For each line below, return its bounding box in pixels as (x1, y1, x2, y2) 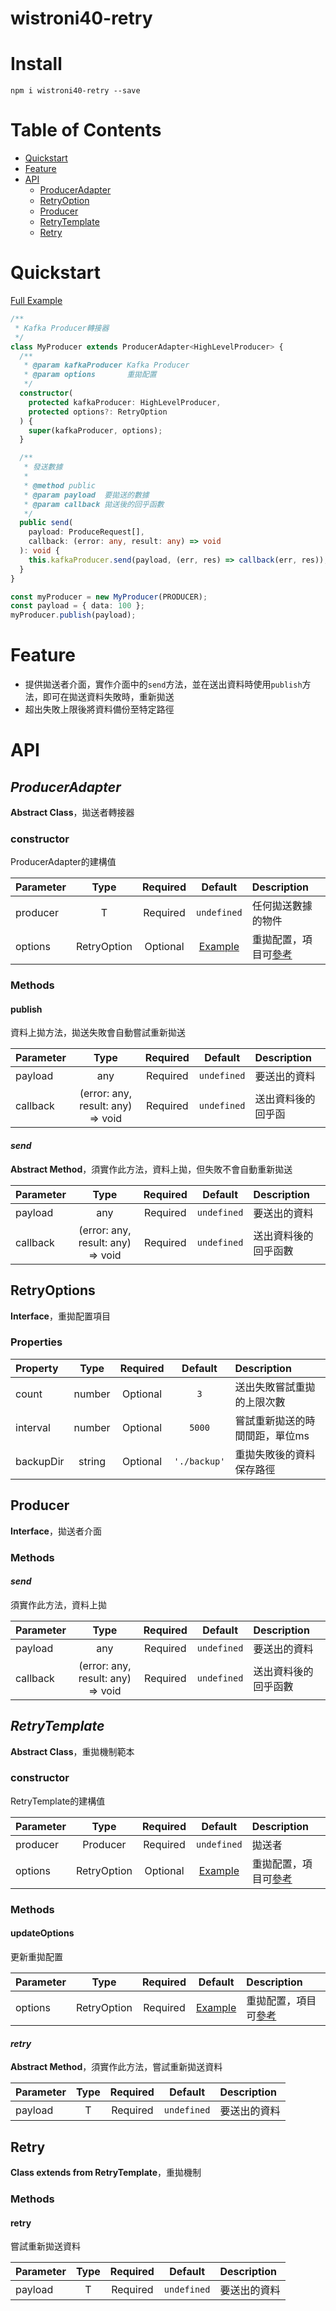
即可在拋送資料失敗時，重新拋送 (42, 691, 175, 703)
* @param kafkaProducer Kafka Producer (23, 360, 190, 371)
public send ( (19, 518, 74, 528)
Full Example (10, 295, 63, 306)
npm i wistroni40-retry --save (10, 86, 141, 96)
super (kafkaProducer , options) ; (28, 425, 163, 436)
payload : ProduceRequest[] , (28, 527, 145, 537)
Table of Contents (10, 119, 162, 142)
